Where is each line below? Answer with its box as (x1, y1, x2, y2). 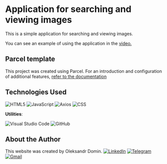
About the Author (5, 135, 61, 143)
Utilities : (5, 111, 23, 117)
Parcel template (5, 55, 55, 63)
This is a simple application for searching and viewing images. (5, 30, 133, 36)
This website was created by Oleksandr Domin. (5, 148, 102, 154)
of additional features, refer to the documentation (5, 73, 107, 79)
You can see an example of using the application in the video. (5, 40, 132, 46)
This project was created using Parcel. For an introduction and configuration (5, 68, 162, 74)
